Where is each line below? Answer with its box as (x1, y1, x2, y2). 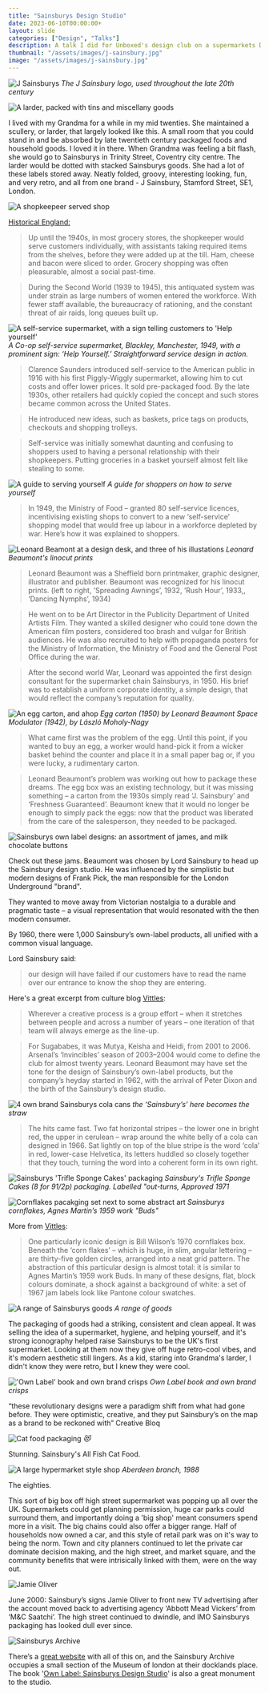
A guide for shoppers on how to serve (107, 479, 232, 489)
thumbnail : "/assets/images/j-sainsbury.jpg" (8, 49, 163, 57)
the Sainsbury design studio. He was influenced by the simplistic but (8, 864, 235, 874)
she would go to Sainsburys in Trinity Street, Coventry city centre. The (8, 152, 241, 161)
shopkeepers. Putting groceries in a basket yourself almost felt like (27, 455, 248, 465)
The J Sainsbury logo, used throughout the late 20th (61, 78, 235, 88)
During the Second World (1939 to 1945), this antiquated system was (27, 282, 255, 292)
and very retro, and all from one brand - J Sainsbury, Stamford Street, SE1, (8, 177, 254, 187)
